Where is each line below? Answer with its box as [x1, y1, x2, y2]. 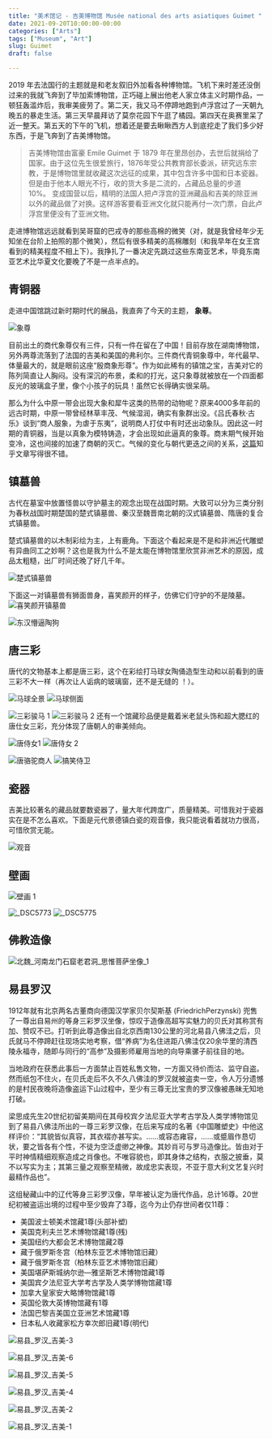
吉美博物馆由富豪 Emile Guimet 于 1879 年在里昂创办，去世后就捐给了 [28, 148, 260, 157]
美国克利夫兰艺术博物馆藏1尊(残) [19, 1226, 128, 1236]
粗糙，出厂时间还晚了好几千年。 [22, 555, 130, 565]
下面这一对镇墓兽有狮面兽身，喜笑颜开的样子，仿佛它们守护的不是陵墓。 [8, 590, 249, 600]
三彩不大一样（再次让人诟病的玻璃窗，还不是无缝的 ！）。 [8, 677, 198, 687]
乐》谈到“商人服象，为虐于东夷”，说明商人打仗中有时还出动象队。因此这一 [8, 418, 257, 428]
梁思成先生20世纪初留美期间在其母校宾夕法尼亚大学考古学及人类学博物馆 [8, 1111, 252, 1121]
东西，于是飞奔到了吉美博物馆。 [8, 131, 115, 140]
